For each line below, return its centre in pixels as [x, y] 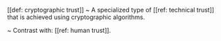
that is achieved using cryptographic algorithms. [76, 17]
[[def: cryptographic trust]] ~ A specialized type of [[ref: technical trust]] [111, 10]
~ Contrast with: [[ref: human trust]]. [59, 30]
